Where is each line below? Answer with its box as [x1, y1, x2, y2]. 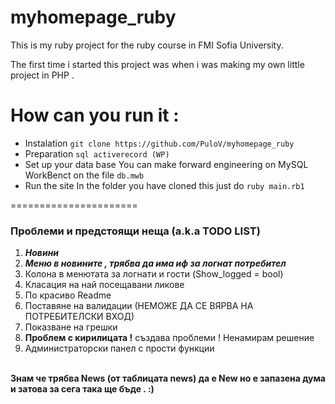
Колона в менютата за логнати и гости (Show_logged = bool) [24, 268, 284, 280]
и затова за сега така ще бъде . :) [10, 383, 155, 395]
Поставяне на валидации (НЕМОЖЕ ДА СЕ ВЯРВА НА [24, 300, 254, 312]
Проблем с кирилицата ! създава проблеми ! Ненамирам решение [24, 332, 315, 344]
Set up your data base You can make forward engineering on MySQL [24, 158, 309, 170]
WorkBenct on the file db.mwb [24, 169, 145, 181]
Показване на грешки [24, 321, 118, 333]
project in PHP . [10, 69, 75, 81]
